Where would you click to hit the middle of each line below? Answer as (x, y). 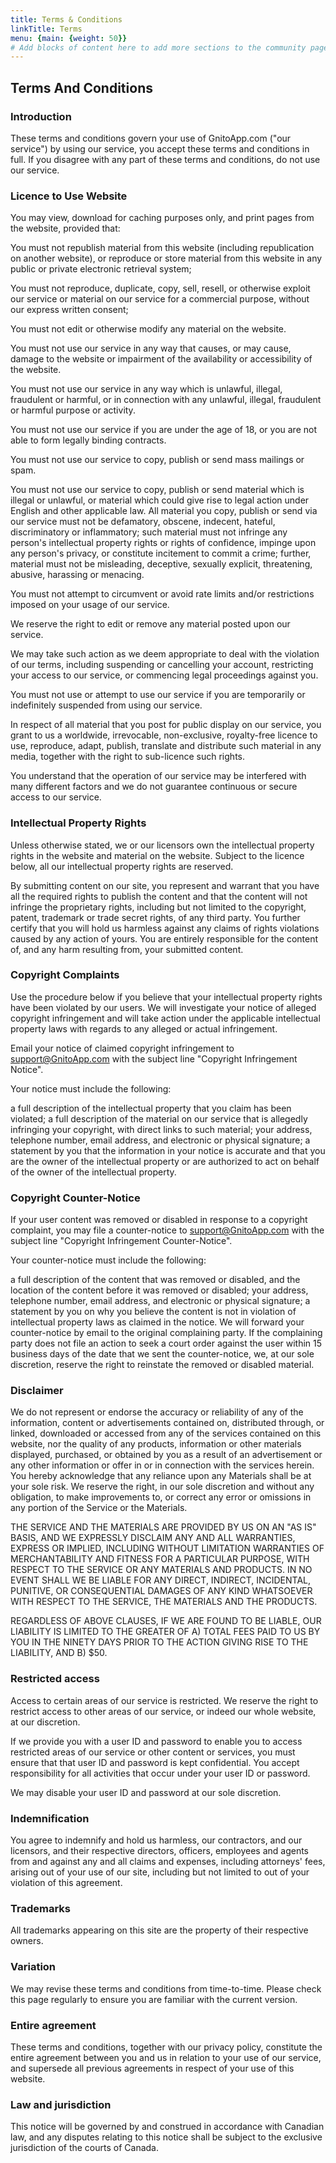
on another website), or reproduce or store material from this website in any (166, 258)
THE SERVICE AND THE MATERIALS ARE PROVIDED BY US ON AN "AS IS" (163, 1527)
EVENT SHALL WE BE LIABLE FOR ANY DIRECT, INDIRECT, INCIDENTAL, (161, 1580)
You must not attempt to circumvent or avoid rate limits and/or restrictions (162, 594)
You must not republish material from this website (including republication (162, 248)
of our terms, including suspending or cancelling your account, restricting (162, 665)
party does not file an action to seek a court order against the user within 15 (166, 1343)
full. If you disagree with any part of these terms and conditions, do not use (165, 159)
